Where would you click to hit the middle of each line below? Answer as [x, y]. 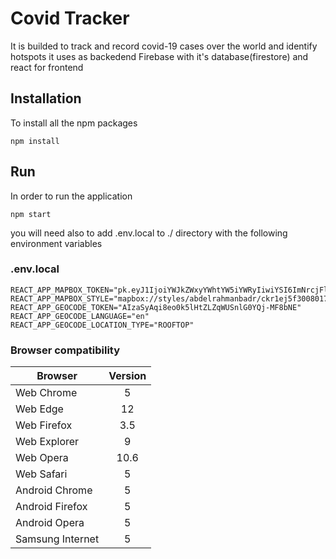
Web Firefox [44, 425]
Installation [46, 98]
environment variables [56, 243]
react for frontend [47, 67]
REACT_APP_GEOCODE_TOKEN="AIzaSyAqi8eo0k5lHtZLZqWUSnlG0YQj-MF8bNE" [156, 307]
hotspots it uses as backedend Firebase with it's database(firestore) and [159, 56]
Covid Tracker [70, 18]
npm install [35, 141]
